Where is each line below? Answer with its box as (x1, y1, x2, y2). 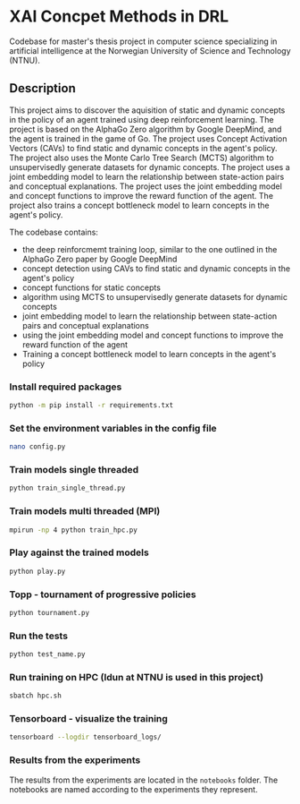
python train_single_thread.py (9, 483, 126, 493)
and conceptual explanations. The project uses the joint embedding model (9, 181, 283, 192)
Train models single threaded (9, 464, 139, 476)
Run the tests (9, 629, 69, 642)
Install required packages (9, 381, 122, 393)
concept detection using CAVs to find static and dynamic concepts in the (21, 262, 291, 274)
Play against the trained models (9, 546, 149, 559)
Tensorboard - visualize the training (9, 713, 168, 725)
